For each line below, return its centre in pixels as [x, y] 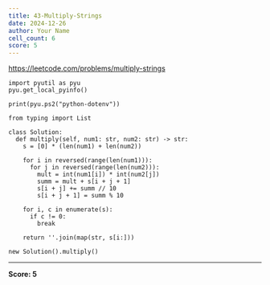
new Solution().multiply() [53, 252]
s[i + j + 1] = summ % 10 [81, 196]
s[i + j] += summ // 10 [77, 189]
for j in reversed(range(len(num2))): [94, 168]
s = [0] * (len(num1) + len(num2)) [82, 147]
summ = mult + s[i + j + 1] [84, 181]
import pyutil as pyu [45, 83]
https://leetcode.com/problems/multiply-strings [87, 68]
